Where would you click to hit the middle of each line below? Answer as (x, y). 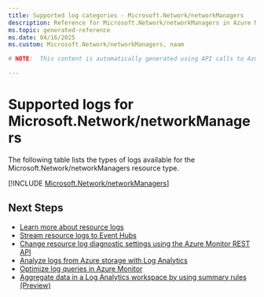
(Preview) (35, 285)
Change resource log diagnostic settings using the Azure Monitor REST (135, 244)
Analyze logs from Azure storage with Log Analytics (104, 260)
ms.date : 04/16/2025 (42, 37)
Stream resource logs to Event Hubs (78, 235)
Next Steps (36, 208)
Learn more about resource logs (71, 227)
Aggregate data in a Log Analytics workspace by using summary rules (133, 277)
